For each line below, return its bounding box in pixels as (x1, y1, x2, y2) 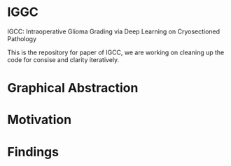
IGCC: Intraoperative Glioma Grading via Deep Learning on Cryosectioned (7, 27, 220, 36)
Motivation (7, 112, 72, 128)
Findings (7, 144, 59, 160)
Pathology (7, 34, 37, 43)
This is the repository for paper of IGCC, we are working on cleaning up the (7, 48, 225, 56)
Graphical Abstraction (7, 80, 139, 96)
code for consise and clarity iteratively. (7, 55, 120, 63)
